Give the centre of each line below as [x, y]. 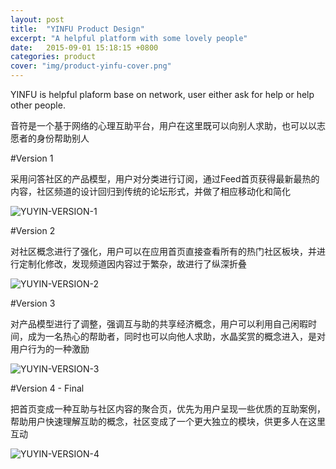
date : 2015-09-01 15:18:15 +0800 [84, 47]
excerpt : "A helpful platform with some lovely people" [129, 38]
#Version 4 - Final [47, 388]
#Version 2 [33, 230]
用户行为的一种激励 [50, 349]
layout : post [37, 19]
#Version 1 [32, 158]
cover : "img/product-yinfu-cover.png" [91, 66]
